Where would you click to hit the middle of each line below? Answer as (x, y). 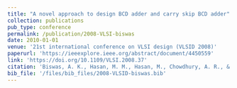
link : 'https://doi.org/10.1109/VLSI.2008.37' (77, 60)
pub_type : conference (39, 27)
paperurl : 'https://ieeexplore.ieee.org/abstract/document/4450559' (111, 54)
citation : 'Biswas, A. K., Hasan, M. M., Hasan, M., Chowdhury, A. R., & (119, 67)
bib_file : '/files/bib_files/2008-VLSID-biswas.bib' (87, 73)
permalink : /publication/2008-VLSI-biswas (71, 34)
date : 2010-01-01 (33, 40)
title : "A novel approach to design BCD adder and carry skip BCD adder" (119, 14)
